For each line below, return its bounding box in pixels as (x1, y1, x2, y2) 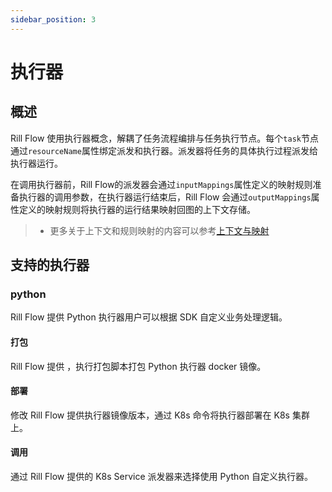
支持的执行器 (10, 257, 90, 274)
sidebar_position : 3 (10, 14, 97, 25)
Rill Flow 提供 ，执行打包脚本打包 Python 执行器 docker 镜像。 (10, 360, 267, 372)
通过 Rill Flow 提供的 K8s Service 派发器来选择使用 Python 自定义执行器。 (10, 470, 313, 482)
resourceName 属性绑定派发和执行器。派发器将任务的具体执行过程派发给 (28, 144, 318, 156)
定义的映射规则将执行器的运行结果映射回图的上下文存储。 (18, 203, 256, 215)
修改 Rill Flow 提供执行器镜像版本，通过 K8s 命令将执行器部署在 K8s (10, 409, 290, 421)
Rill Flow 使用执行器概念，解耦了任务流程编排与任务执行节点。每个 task (10, 132, 302, 144)
